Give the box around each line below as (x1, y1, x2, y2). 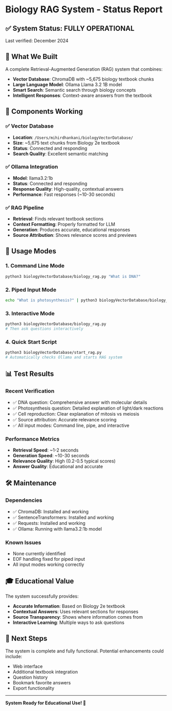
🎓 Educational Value (5, 577, 74, 585)
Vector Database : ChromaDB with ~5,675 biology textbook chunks (12, 76, 155, 82)
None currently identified (12, 550, 66, 557)
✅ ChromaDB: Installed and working (12, 509, 89, 515)
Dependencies (5, 497, 42, 504)
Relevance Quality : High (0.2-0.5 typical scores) (12, 458, 116, 464)
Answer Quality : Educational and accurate (12, 463, 103, 470)
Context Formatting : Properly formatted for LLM (12, 221, 116, 228)
